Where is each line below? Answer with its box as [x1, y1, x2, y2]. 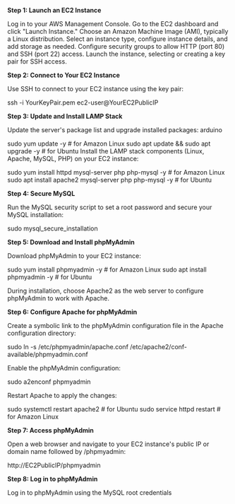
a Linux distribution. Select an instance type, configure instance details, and [7, 35, 228, 43]
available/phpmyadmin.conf [7, 350, 88, 358]
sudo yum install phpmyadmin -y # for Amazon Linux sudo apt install [7, 265, 207, 274]
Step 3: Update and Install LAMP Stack [7, 112, 123, 120]
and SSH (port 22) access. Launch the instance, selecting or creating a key [7, 49, 226, 58]
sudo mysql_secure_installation [7, 224, 98, 233]
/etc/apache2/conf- [130, 343, 188, 351]
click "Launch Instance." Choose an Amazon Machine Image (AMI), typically [7, 28, 229, 35]
